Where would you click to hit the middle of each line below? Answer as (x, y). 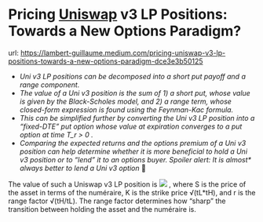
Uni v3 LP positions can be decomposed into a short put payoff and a (132, 76)
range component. (49, 85)
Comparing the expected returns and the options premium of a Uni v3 (133, 143)
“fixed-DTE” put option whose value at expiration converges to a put (131, 126)
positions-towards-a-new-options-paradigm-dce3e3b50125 (106, 61)
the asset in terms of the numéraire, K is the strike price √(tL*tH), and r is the (132, 192)
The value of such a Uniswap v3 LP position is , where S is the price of (127, 184)
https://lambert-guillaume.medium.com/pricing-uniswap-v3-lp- (123, 53)
